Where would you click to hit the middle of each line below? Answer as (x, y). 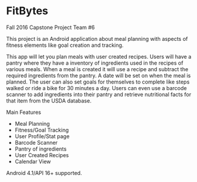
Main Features (24, 112)
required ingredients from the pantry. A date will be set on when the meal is (98, 75)
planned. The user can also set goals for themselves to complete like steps (98, 82)
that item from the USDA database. (49, 100)
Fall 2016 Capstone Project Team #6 (51, 27)
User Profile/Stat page (42, 136)
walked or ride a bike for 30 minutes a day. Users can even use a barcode (97, 88)
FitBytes (27, 11)
